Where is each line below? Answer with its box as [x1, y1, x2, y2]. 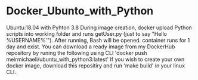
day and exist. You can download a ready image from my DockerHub [6, 43, 175, 50]
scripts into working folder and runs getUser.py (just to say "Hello [6, 30, 168, 37]
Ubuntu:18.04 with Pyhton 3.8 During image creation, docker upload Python [6, 24, 192, 31]
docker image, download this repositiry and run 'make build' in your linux [6, 61, 185, 69]
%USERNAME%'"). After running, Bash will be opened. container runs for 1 [6, 36, 190, 44]
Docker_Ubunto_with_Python [6, 4, 154, 18]
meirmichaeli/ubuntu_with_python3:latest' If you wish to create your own [6, 56, 185, 63]
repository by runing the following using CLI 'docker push [6, 49, 147, 56]
